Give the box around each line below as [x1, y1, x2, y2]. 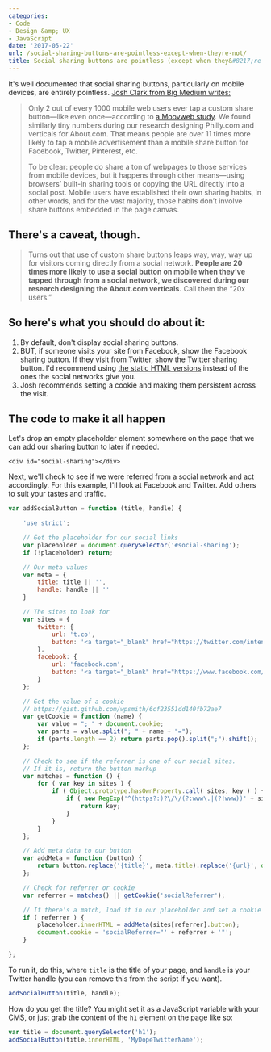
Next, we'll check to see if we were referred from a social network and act [8, 472, 255, 481]
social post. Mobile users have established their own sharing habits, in [27, 187, 262, 197]
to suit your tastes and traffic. [8, 489, 106, 499]
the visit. [19, 388, 49, 398]
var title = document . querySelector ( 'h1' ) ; [8, 1028, 157, 1036]
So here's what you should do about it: [8, 316, 206, 329]
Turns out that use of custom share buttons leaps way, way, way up [27, 249, 253, 259]
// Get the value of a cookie [23, 698, 125, 706]
